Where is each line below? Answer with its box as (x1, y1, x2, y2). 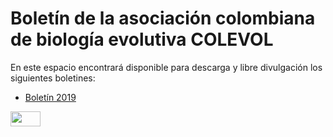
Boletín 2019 (24, 91, 77, 103)
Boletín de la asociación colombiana (10, 7, 316, 30)
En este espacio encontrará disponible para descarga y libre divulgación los (10, 61, 323, 73)
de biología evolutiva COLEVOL (10, 28, 274, 51)
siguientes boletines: (10, 72, 96, 84)
